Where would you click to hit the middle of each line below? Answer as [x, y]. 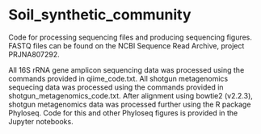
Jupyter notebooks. [41, 121]
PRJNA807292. [34, 54]
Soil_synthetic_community [100, 15]
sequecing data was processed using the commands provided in [116, 87]
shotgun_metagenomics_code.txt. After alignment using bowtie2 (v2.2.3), [130, 95]
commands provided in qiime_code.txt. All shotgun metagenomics [118, 78]
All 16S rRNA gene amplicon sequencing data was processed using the [126, 69]
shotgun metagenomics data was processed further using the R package [130, 104]
